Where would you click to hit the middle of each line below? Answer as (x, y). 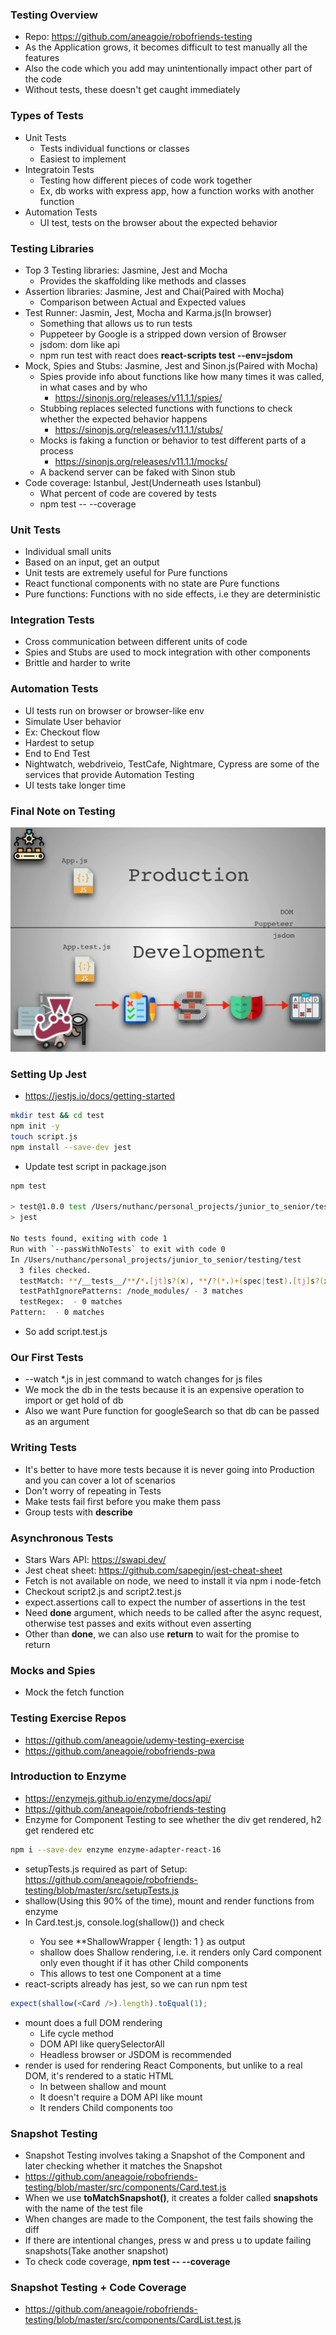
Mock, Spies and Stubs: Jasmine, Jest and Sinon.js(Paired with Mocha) (171, 365)
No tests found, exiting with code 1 (89, 1239)
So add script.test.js (66, 1332)
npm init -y (35, 1126)
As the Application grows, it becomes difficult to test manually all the (166, 47)
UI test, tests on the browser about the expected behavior (158, 222)
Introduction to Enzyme (68, 1776)
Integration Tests (52, 620)
